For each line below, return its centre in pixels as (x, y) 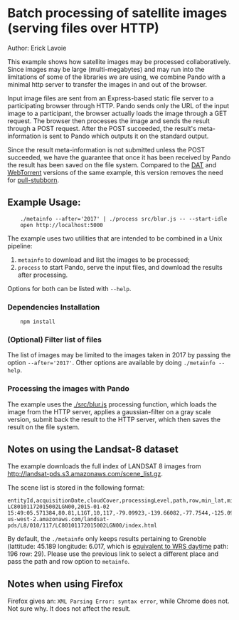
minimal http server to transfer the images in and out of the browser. (107, 84)
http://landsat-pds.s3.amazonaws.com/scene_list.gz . (85, 474)
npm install (38, 322)
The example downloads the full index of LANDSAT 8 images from (104, 466)
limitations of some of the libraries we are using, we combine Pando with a (116, 77)
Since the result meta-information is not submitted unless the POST (106, 149)
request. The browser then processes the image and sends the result (108, 121)
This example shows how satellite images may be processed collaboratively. (119, 61)
